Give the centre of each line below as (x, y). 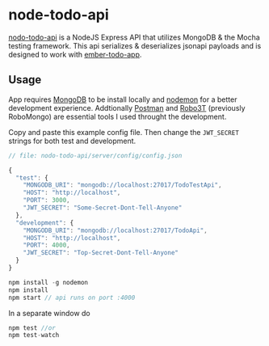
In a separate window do (49, 313)
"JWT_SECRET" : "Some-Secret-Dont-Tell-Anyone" (103, 208)
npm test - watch (34, 335)
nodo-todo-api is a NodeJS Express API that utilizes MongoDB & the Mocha (134, 37)
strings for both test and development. (72, 141)
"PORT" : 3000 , (46, 200)
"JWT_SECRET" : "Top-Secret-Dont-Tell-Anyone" (101, 253)
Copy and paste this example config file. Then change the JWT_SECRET (124, 132)
